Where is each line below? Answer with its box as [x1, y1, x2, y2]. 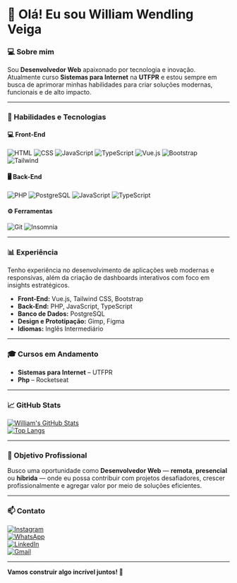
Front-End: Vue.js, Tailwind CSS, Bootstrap [17, 295, 143, 303]
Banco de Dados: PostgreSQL [17, 309, 106, 318]
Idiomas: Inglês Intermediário [17, 324, 104, 333]
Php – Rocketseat [17, 375, 69, 383]
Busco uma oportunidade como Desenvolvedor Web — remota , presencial [7, 467, 228, 475]
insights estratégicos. [7, 281, 70, 290]
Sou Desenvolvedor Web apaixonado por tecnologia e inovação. [7, 66, 196, 74]
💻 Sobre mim [7, 47, 54, 57]
